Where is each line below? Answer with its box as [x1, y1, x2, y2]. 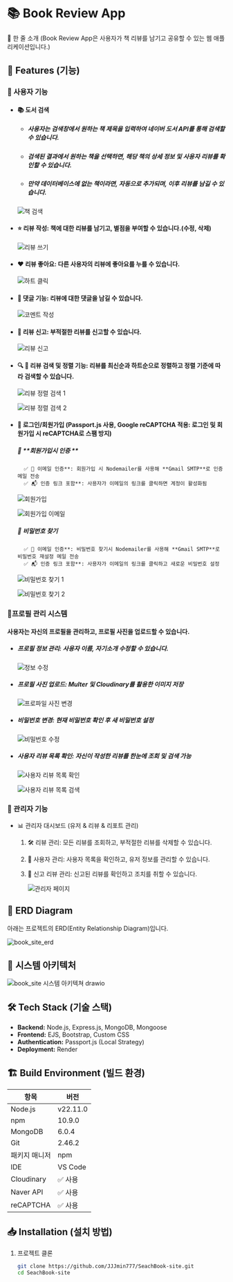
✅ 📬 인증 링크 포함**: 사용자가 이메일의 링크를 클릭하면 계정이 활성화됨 [24, 480, 207, 487]
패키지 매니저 [10, 1151, 51, 1160]
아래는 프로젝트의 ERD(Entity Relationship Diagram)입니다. [7, 924, 169, 932]
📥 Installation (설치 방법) [7, 1226, 113, 1238]
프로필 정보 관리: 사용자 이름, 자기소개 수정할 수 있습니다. [17, 644, 169, 653]
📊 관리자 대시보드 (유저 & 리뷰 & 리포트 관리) [17, 821, 139, 829]
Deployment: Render [17, 1045, 78, 1054]
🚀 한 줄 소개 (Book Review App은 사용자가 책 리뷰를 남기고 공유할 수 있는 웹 [7, 34, 212, 42]
